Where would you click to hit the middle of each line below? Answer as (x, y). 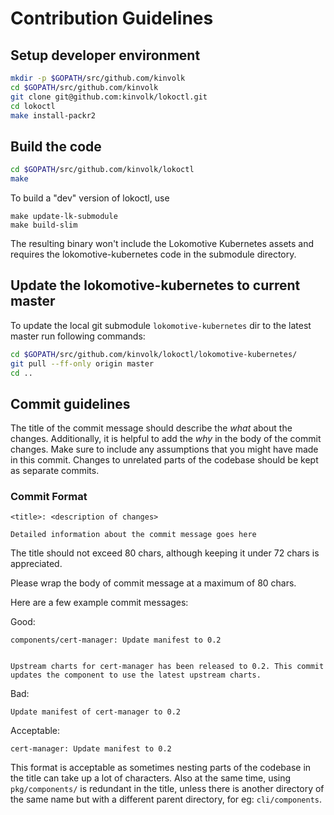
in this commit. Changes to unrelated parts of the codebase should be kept (164, 460)
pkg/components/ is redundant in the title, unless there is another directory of (167, 789)
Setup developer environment (105, 55)
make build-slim (44, 225)
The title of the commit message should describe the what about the (151, 428)
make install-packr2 (53, 115)
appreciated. (36, 564)
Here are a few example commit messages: (99, 603)
